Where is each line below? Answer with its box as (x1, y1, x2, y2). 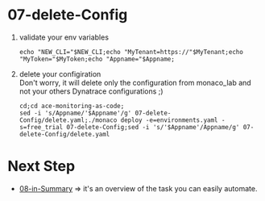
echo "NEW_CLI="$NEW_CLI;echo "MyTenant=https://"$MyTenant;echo (19, 48, 243, 56)
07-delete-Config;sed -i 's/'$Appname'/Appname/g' (66, 123, 240, 131)
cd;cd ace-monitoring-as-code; (19, 102, 125, 110)
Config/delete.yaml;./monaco (19, 115, 118, 124)
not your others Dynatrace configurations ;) (19, 86, 164, 96)
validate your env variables (19, 32, 110, 42)
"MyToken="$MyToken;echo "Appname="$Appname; (19, 55, 175, 63)
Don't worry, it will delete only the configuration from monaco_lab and (19, 77, 251, 87)
